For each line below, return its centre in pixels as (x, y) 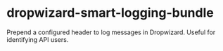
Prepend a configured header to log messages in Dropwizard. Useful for (111, 32)
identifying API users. (38, 39)
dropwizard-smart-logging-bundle (110, 13)
